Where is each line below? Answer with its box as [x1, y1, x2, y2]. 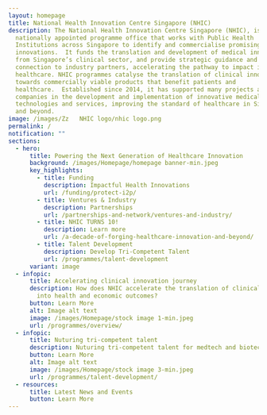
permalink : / [8, 122, 52, 130]
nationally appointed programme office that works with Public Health [15, 33, 254, 42]
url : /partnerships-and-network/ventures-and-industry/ [43, 211, 233, 219]
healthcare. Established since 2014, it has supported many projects [15, 85, 254, 94]
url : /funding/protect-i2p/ [43, 188, 137, 197]
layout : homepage [8, 11, 66, 20]
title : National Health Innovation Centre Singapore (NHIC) [8, 19, 212, 27]
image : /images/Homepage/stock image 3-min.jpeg [29, 366, 194, 374]
